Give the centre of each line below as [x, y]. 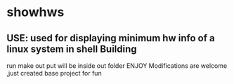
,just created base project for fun [54, 73]
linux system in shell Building [72, 49]
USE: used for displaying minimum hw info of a [111, 38]
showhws [35, 12]
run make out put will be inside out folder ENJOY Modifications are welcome [117, 66]
